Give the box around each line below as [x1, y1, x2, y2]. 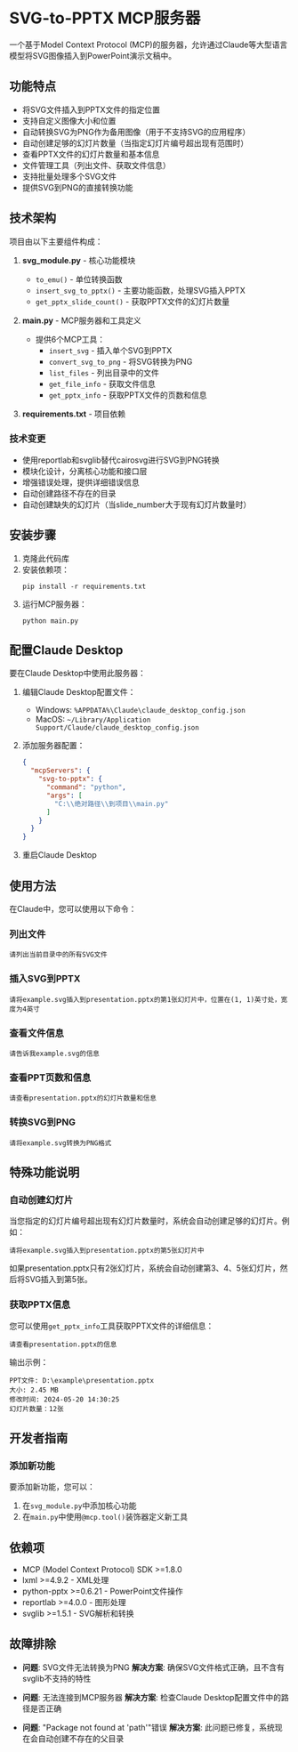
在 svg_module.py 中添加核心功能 [21, 1500, 137, 1511]
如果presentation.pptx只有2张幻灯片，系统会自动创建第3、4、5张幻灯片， [9, 1263, 280, 1273]
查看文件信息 [9, 1027, 65, 1039]
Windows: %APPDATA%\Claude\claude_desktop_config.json [35, 705, 246, 715]
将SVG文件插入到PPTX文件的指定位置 [21, 104, 160, 115]
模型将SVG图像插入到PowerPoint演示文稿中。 [9, 50, 176, 61]
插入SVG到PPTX [9, 973, 81, 985]
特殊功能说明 [9, 1165, 80, 1180]
